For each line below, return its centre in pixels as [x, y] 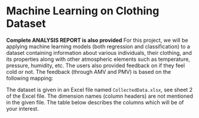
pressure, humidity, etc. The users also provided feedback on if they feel [96, 65]
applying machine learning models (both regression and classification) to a [98, 46]
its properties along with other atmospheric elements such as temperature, [98, 59]
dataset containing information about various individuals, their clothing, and [99, 52]
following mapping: [30, 78]
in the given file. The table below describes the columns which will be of [95, 102]
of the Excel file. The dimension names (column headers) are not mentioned [99, 96]
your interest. [22, 108]
